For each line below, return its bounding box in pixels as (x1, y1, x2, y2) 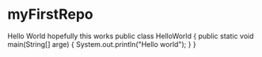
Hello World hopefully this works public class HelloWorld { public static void (7, 31, 254, 41)
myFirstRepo (7, 5, 93, 23)
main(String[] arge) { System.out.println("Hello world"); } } (7, 39, 197, 48)
